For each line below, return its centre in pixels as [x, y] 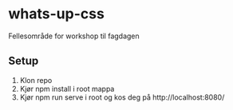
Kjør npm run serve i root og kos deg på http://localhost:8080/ [122, 97]
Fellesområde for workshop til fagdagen [74, 36]
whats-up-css [57, 14]
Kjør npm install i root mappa [67, 88]
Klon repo [36, 80]
